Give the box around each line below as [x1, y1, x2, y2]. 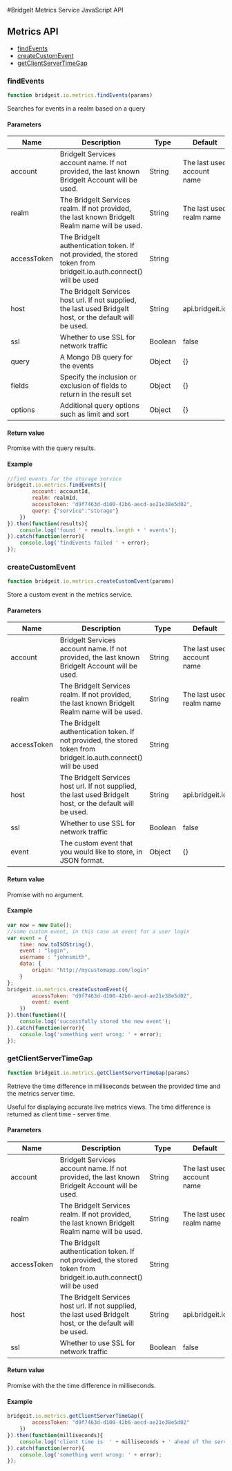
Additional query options [59, 401, 140, 411]
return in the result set [59, 390, 132, 400]
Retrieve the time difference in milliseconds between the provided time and [7, 1082, 221, 1090]
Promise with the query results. [7, 444, 96, 452]
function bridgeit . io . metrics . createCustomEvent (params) [7, 578, 175, 585]
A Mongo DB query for [59, 353, 133, 362]
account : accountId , [32, 488, 91, 495]
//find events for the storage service [7, 475, 122, 482]
